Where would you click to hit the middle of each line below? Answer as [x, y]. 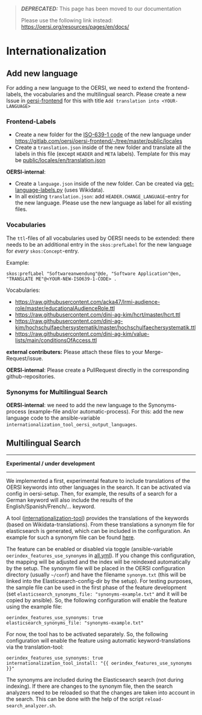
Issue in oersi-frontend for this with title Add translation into [83, 101]
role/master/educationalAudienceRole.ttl [65, 308]
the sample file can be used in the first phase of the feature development [96, 587]
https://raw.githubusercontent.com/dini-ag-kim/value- [82, 333]
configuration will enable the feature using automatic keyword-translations [98, 640]
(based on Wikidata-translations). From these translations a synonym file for [100, 524]
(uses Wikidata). [84, 190]
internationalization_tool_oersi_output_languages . [72, 424]
